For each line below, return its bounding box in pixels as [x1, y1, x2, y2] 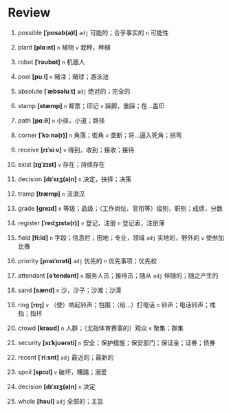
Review [8, 5, 51, 21]
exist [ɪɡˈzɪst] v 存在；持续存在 [17, 160, 105, 168]
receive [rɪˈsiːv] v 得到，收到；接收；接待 [17, 145, 135, 154]
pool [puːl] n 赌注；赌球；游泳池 [17, 72, 109, 81]
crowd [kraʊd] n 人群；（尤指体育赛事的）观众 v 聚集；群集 [17, 324, 184, 332]
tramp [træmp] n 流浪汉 [17, 189, 85, 198]
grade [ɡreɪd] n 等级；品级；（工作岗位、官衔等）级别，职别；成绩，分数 [17, 204, 223, 212]
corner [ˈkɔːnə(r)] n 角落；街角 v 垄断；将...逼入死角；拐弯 [17, 131, 182, 139]
